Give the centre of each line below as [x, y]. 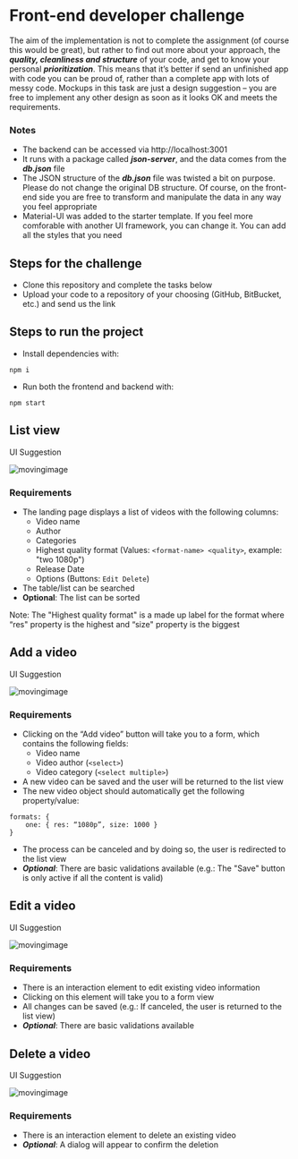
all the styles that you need [72, 235]
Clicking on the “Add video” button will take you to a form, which [141, 734]
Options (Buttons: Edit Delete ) [93, 578]
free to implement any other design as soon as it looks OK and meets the [143, 97]
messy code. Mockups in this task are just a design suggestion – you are [143, 88]
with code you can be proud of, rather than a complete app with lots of [140, 78]
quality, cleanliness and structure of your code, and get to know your [140, 59]
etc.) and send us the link [69, 304]
